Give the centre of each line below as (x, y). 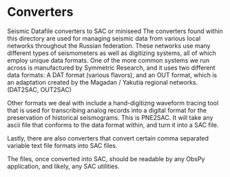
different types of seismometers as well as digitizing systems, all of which (112, 53)
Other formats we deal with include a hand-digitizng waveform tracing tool (113, 103)
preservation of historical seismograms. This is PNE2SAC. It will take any (110, 117)
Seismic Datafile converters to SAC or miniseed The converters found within (115, 31)
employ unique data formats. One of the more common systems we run (108, 60)
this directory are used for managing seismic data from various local (104, 38)
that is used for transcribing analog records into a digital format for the (107, 110)
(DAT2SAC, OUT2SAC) (40, 90)
